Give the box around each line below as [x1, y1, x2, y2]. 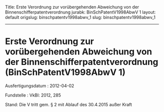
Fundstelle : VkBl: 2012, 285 [5, 92, 61, 98]
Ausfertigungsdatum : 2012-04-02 [5, 82, 75, 89]
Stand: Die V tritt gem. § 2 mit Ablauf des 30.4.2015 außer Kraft [5, 101, 132, 107]
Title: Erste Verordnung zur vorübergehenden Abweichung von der [5, 4, 139, 10]
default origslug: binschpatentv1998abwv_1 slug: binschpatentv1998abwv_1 [5, 15, 156, 20]
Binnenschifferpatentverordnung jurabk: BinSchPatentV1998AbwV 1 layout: [5, 9, 156, 15]
